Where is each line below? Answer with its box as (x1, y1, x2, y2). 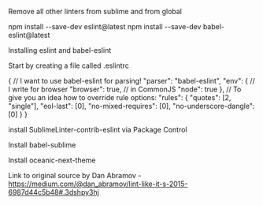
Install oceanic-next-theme (8, 155, 96, 165)
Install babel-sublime (8, 140, 76, 149)
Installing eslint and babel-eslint (8, 46, 112, 54)
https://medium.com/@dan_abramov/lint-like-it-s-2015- (8, 179, 188, 188)
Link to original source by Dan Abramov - (8, 171, 142, 180)
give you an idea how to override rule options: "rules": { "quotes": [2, (8, 93, 232, 102)
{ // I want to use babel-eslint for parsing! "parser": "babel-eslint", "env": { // (8, 76, 256, 85)
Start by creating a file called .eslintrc (8, 61, 130, 70)
